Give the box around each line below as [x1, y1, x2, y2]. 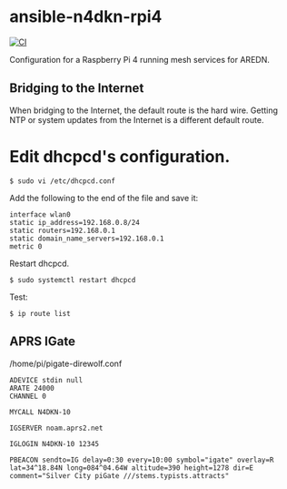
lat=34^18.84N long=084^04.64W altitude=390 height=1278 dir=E [9, 463, 254, 473]
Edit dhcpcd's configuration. [9, 146, 231, 167]
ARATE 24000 [9, 383, 54, 392]
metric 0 [9, 241, 43, 251]
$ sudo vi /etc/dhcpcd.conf [9, 176, 116, 186]
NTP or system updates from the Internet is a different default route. [9, 114, 264, 125]
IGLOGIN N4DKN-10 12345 [9, 439, 100, 448]
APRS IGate [9, 334, 75, 350]
